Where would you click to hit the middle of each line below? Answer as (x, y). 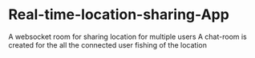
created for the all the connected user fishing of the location (107, 44)
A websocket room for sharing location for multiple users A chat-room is (127, 37)
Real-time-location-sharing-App (119, 15)
